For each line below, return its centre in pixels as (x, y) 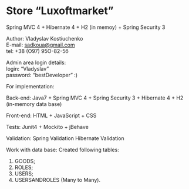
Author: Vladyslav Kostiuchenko (45, 38)
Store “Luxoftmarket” (60, 11)
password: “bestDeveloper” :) (42, 75)
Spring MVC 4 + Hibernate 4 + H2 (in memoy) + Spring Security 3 (86, 27)
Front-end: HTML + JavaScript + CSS (51, 115)
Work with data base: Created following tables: (63, 150)
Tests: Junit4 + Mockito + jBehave (48, 127)
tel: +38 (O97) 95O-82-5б (37, 51)
